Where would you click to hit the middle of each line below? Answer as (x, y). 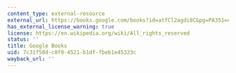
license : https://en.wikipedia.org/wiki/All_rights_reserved (99, 33)
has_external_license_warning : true (61, 26)
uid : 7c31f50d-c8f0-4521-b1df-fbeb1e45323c (72, 53)
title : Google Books (38, 46)
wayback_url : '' (31, 59)
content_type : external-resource (56, 14)
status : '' (23, 40)
